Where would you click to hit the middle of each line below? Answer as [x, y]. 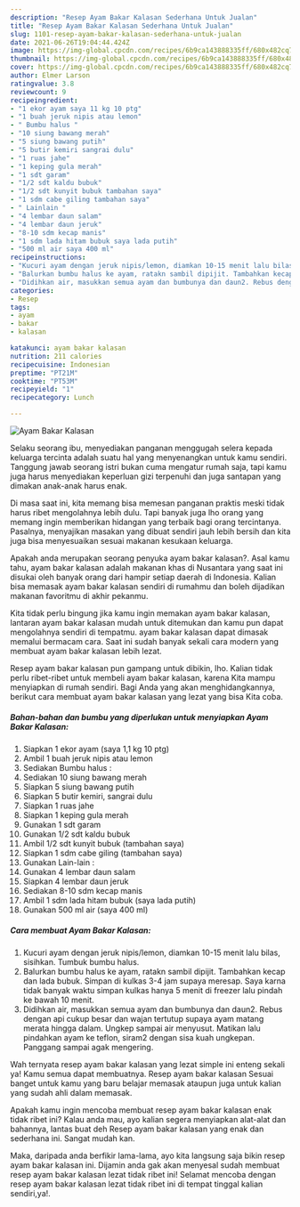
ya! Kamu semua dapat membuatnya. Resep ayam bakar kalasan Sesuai [142, 1073]
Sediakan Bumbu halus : [67, 767]
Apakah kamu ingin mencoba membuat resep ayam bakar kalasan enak [141, 1110]
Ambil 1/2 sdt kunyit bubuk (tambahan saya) [104, 843]
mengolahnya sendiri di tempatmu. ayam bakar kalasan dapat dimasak [139, 632]
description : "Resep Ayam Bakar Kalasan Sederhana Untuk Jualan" [134, 17]
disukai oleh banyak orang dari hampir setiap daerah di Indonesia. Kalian [143, 577]
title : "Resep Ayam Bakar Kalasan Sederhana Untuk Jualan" [122, 26]
